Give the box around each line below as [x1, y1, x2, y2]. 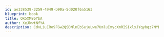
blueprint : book [5, 12, 38, 16]
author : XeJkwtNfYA [5, 20, 45, 25]
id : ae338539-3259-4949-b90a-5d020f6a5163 [5, 7, 93, 12]
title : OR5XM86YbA [5, 16, 42, 21]
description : [5, 25, 32, 30]
